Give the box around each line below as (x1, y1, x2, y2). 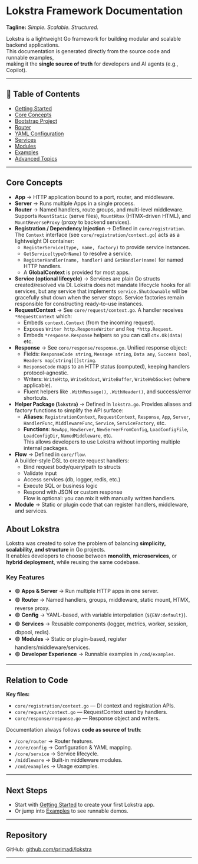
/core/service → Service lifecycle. (14, 750, 99, 757)
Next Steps (6, 785, 48, 795)
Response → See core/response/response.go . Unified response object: (14, 344, 187, 351)
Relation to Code (6, 675, 68, 686)
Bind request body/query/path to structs (23, 463, 121, 470)
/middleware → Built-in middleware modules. (14, 757, 123, 764)
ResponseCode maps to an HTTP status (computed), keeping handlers (23, 363, 190, 370)
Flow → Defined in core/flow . (14, 451, 87, 458)
